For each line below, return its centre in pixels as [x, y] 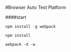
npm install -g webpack [31, 27]
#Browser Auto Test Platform [36, 7]
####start [16, 17]
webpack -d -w [20, 44]
